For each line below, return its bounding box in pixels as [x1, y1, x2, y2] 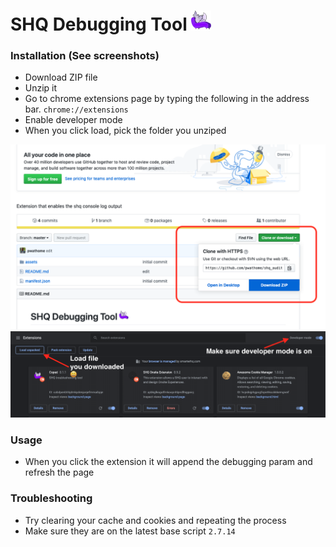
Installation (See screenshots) [10, 49, 160, 63]
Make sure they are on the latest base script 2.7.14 [24, 525, 236, 537]
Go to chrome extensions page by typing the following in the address [24, 93, 310, 105]
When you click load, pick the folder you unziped [24, 125, 227, 137]
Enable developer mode [24, 114, 123, 126]
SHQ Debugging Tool [10, 13, 188, 36]
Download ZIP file [24, 71, 98, 84]
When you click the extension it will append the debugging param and [24, 456, 313, 468]
